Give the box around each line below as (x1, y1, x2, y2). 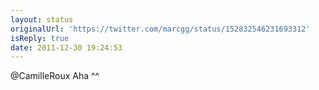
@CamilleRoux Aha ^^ (10, 70, 100, 82)
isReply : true (10, 33, 70, 43)
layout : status (10, 14, 74, 25)
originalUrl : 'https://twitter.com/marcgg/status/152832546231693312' (10, 24, 311, 34)
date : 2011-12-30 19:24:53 (10, 42, 123, 53)
